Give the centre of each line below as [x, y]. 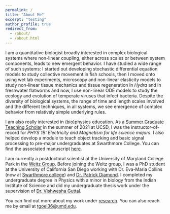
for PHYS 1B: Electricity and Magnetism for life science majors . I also [92, 132]
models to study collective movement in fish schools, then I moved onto [80, 74]
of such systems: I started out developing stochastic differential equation [81, 68]
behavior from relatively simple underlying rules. [56, 112]
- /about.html [25, 39]
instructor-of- [145, 127]
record [12, 132]
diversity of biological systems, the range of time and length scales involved [85, 101]
